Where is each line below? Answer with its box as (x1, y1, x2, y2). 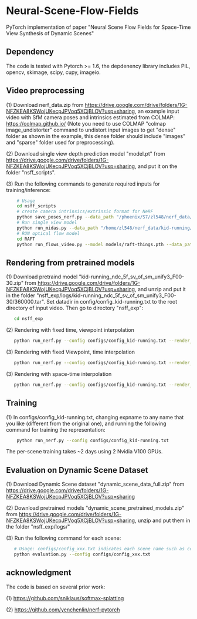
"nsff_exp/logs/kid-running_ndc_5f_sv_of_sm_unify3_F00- (36, 292, 176, 299)
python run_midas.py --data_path (16, 225, 98, 231)
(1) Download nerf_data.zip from (6, 101, 84, 108)
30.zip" (6, 280, 24, 287)
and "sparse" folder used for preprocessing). (6, 139, 115, 146)
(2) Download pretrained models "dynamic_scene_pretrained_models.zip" (6, 504, 185, 512)
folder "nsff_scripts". (6, 169, 56, 176)
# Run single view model (16, 220, 77, 226)
